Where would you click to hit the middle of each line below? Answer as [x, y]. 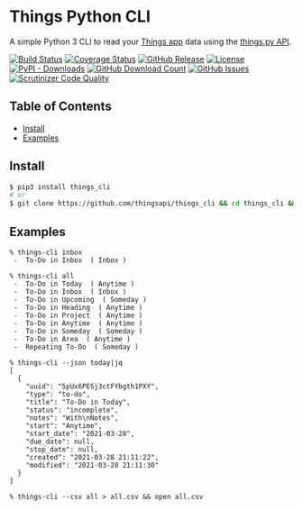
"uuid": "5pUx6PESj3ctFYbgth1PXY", [92, 387]
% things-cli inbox [46, 252]
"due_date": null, [60, 442]
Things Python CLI [80, 17]
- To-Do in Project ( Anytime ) [78, 315]
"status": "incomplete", [72, 410]
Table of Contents [61, 107]
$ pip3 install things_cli [60, 187]
